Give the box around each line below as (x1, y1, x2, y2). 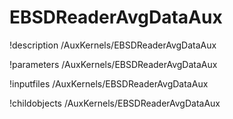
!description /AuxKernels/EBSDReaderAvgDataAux (9, 39, 217, 51)
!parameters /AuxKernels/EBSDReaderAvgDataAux (9, 58, 218, 70)
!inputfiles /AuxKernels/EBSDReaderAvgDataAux (9, 77, 209, 90)
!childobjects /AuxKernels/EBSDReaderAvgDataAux (9, 97, 221, 109)
